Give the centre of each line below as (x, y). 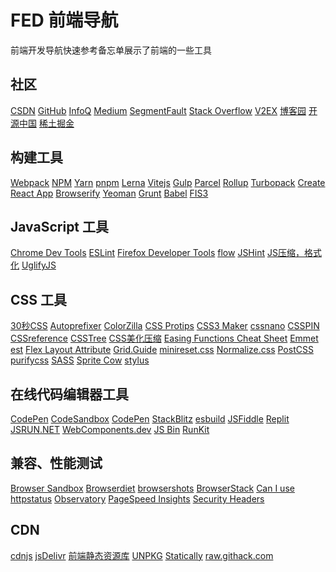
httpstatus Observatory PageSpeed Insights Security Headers (137, 498)
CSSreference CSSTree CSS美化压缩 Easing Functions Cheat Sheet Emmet (164, 338)
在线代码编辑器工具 (69, 394)
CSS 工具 (39, 299)
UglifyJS (39, 265)
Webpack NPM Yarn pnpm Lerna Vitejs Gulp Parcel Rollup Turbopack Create (168, 182)
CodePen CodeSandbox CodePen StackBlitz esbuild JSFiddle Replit (150, 419)
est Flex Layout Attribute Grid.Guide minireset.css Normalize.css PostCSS (162, 350)
